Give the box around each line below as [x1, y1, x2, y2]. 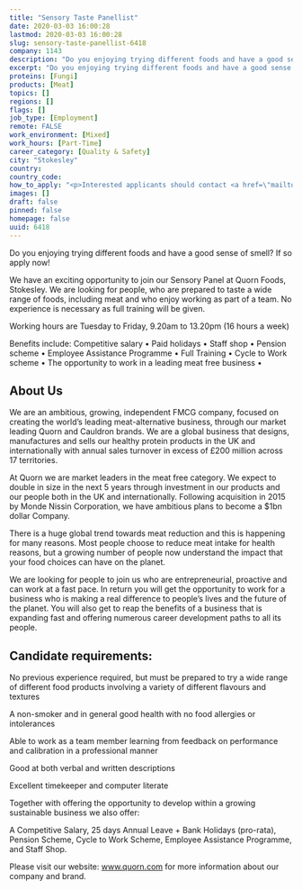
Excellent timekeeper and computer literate [9, 780, 169, 791]
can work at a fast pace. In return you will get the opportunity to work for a [9, 584, 286, 595]
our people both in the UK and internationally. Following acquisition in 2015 [9, 492, 286, 503]
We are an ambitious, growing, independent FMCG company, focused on [9, 407, 279, 418]
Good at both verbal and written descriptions [9, 763, 175, 774]
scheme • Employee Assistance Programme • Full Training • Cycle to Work [9, 348, 288, 359]
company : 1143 [9, 47, 63, 56]
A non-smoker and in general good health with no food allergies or [9, 709, 256, 720]
